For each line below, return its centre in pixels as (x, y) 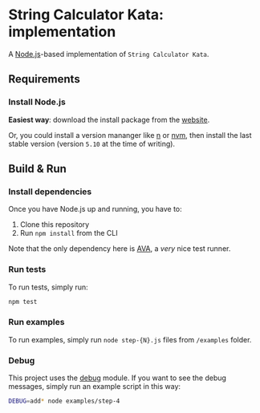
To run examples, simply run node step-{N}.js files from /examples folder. (130, 339)
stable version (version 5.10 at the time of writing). (91, 144)
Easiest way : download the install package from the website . (109, 119)
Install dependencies (50, 192)
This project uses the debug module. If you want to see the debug (118, 378)
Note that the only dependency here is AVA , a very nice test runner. (120, 249)
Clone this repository (55, 225)
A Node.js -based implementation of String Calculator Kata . (109, 54)
